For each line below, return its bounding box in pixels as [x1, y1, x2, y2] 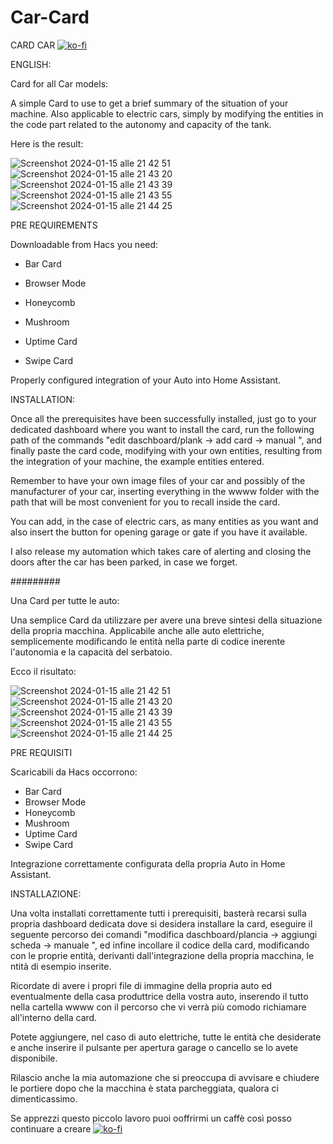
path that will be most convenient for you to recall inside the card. [10, 496, 281, 508]
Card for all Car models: [10, 77, 109, 90]
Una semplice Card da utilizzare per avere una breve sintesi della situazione [10, 614, 323, 626]
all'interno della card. [10, 1011, 98, 1023]
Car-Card [10, 6, 90, 29]
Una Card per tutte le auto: [10, 594, 120, 606]
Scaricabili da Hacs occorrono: [10, 766, 138, 778]
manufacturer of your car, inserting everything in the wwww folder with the [10, 485, 320, 497]
